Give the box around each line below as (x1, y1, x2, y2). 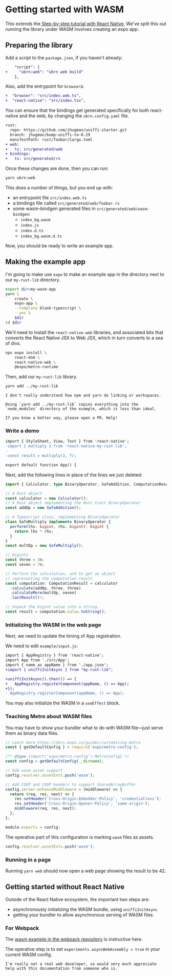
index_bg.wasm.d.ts (20, 234, 62, 239)
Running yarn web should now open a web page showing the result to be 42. (5, 868, 166, 874)
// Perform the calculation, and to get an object (5, 571, 116, 576)
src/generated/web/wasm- (96, 206, 150, 212)
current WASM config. (5, 951, 52, 958)
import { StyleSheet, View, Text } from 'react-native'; (5, 439, 130, 444)
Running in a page (5, 856, 51, 863)
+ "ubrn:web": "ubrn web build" (5, 69, 83, 74)
